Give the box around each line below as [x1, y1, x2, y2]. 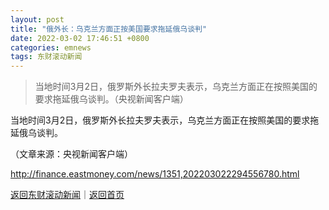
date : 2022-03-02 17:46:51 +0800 [10, 33, 150, 43]
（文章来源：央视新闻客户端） [10, 148, 133, 160]
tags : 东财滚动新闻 [10, 52, 83, 62]
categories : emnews [10, 42, 92, 53]
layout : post [10, 14, 65, 25]
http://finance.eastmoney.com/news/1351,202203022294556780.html [10, 168, 300, 180]
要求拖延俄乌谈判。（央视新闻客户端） [34, 93, 189, 105]
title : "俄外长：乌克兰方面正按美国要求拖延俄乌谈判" [10, 24, 208, 34]
